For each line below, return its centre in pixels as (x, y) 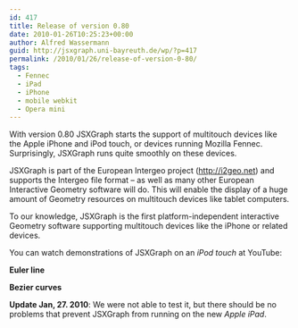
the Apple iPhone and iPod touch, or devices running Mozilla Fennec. (136, 144)
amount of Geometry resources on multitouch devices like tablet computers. (149, 199)
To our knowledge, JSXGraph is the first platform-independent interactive (144, 216)
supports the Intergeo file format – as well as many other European (132, 181)
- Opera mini (41, 109)
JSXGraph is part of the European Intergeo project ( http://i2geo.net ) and (142, 171)
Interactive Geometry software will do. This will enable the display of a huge (149, 189)
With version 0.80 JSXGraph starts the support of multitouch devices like (144, 134)
